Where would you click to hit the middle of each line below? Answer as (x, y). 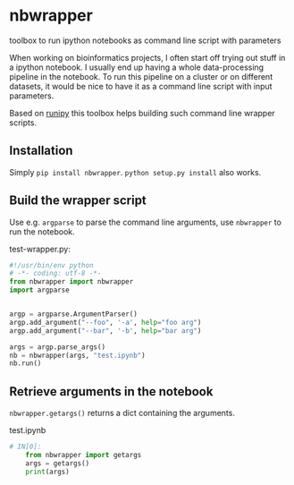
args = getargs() (58, 463)
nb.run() (25, 363)
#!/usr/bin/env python (51, 265)
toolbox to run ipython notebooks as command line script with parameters (145, 40)
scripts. (23, 123)
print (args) (47, 472)
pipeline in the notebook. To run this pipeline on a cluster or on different (141, 76)
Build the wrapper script (78, 201)
